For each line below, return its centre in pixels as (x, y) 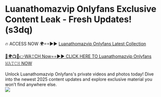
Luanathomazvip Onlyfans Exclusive (81, 9)
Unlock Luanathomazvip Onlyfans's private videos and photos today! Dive (80, 74)
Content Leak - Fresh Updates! (68, 19)
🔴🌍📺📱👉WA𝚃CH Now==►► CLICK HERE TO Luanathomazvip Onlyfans (78, 56)
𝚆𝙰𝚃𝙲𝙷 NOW (19, 63)
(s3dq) (19, 30)
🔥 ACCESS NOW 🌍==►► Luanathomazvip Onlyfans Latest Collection (76, 44)
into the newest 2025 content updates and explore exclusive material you (79, 79)
